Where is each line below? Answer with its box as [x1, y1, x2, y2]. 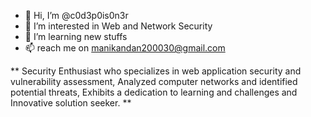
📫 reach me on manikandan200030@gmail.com [24, 42, 226, 54]
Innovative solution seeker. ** [10, 97, 132, 109]
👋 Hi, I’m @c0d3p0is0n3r [24, 10, 129, 21]
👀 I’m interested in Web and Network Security [24, 20, 213, 32]
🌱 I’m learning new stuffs [24, 31, 128, 42]
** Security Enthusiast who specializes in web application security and [10, 65, 302, 77]
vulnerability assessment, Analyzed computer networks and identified [10, 76, 298, 87]
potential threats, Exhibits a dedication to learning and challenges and [10, 86, 298, 98]
